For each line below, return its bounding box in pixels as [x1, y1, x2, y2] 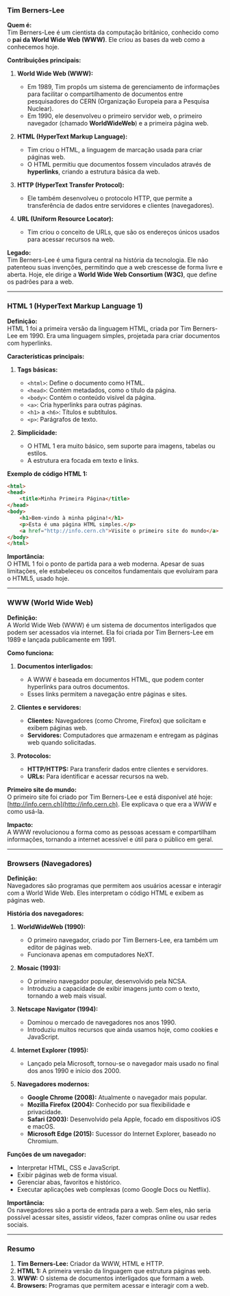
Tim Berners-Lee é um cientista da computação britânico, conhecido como [7, 28, 219, 36]
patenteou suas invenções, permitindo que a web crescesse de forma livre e [7, 263, 223, 272]
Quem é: [7, 21, 32, 29]
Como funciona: [7, 649, 54, 657]
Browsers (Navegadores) [7, 859, 92, 868]
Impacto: [7, 820, 34, 828]
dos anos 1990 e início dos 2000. [27, 1066, 121, 1075]
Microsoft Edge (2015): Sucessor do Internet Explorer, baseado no [27, 1129, 216, 1138]
